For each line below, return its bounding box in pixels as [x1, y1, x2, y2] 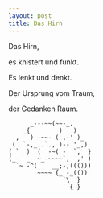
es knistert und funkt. [8, 57, 79, 67]
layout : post [8, 11, 52, 20]
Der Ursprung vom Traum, [8, 88, 95, 97]
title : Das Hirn [8, 19, 63, 27]
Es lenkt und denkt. [8, 72, 72, 82]
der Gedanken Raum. [8, 104, 79, 113]
